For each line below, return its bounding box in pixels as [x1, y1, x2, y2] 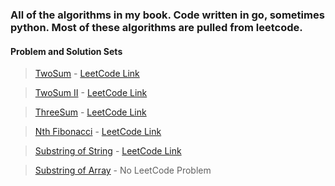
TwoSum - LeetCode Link [34, 68, 140, 80]
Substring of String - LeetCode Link [34, 145, 182, 157]
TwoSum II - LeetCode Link [34, 87, 148, 99]
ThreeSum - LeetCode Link [34, 106, 147, 118]
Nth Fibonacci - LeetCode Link [34, 126, 162, 138]
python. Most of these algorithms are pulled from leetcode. [10, 20, 303, 34]
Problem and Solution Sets [10, 45, 123, 57]
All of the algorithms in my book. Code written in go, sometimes [10, 8, 325, 22]
